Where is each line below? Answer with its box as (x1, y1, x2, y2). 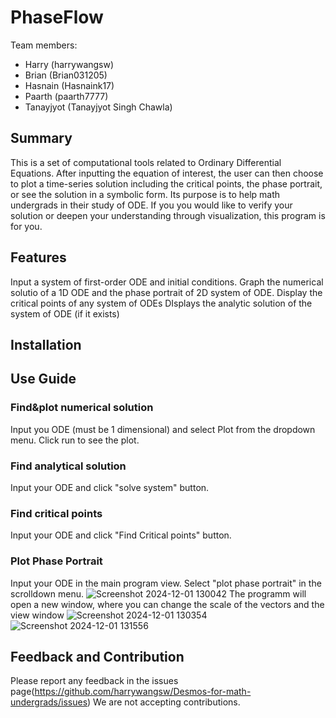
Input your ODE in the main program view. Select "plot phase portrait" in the (10, 577, 322, 589)
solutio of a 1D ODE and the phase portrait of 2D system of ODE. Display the (10, 286, 323, 298)
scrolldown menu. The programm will (10, 587, 307, 600)
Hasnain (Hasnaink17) (24, 79, 115, 91)
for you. (10, 220, 43, 232)
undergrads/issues (10, 696, 88, 708)
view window (10, 609, 65, 621)
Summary (10, 130, 73, 147)
